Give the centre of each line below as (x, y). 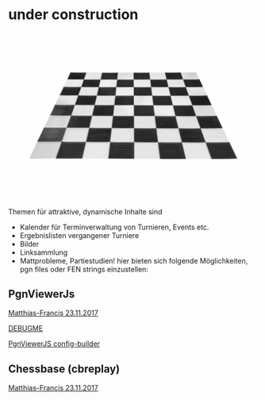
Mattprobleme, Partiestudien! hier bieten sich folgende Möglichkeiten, (134, 260)
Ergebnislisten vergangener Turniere (79, 235)
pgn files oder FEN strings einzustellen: (84, 269)
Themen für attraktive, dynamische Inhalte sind (85, 211)
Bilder (29, 244)
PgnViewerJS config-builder (54, 344)
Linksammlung (44, 252)
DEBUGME (26, 329)
